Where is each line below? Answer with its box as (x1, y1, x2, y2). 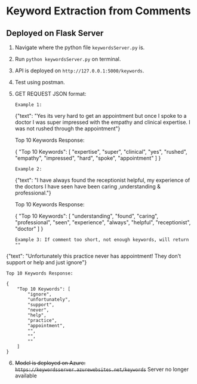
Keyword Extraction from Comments (6, 4, 191, 18)
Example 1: (14, 102, 42, 108)
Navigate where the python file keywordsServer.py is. (14, 44, 145, 51)
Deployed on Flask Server (6, 28, 104, 38)
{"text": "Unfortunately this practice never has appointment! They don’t (6, 252, 181, 260)
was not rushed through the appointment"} (14, 125, 121, 132)
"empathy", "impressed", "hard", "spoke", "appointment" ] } (14, 154, 161, 161)
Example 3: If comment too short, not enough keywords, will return (14, 237, 189, 243)
